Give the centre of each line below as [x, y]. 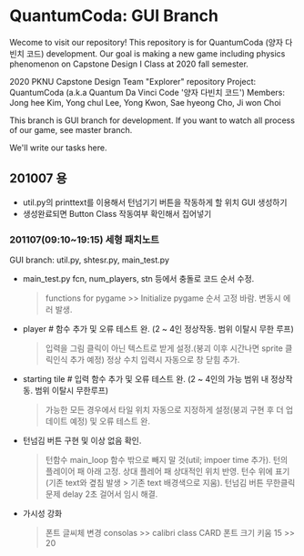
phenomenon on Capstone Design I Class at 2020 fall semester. [129, 64]
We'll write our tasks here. [58, 148]
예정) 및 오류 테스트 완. [110, 421]
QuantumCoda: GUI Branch [114, 16]
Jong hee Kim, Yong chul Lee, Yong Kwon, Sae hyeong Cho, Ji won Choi [145, 102]
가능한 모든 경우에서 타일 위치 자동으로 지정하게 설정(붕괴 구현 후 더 [164, 410]
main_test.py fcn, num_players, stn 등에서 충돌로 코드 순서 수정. [138, 279]
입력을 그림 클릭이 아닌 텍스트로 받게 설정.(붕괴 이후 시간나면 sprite [164, 348]
